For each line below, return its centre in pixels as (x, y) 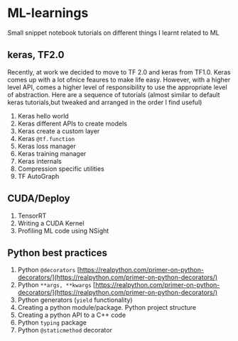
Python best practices (58, 253)
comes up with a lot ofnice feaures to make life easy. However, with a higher (119, 79)
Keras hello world (43, 116)
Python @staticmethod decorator (65, 330)
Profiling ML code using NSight (63, 230)
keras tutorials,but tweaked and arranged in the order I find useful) (105, 102)
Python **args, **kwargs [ (56, 285)
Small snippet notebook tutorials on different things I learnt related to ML (114, 33)
